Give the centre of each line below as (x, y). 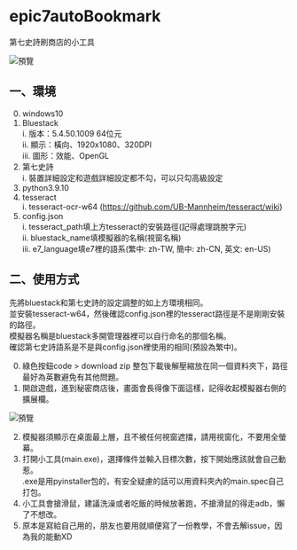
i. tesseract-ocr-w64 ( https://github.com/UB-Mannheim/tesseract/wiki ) (152, 207)
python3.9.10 (45, 187)
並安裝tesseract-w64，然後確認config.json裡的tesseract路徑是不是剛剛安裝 (147, 313)
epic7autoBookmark (85, 16)
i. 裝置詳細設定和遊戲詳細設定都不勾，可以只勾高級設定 (122, 177)
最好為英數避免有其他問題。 (73, 377)
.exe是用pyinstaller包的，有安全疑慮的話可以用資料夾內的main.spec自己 (153, 481)
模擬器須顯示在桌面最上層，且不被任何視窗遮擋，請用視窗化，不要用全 (150, 436)
